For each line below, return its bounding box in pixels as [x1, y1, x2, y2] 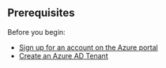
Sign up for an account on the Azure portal [18, 43, 159, 52]
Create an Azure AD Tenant [18, 51, 108, 60]
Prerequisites [7, 6, 75, 20]
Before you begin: [7, 27, 66, 36]
